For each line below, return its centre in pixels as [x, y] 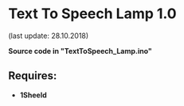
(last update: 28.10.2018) [49, 36]
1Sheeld [33, 95]
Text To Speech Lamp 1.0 [92, 14]
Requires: [33, 76]
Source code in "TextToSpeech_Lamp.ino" [80, 51]
